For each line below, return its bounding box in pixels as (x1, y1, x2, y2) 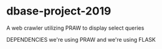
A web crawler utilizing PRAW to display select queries (6, 24, 144, 31)
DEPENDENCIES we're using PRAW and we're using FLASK (6, 36, 156, 43)
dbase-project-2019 (6, 4, 112, 18)
